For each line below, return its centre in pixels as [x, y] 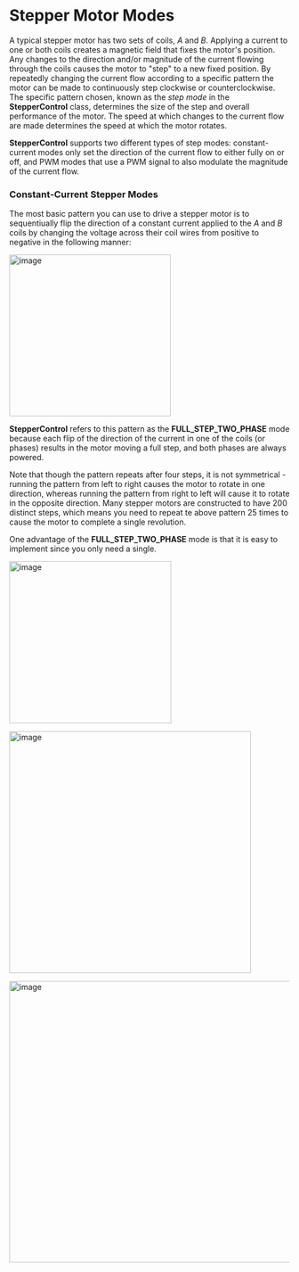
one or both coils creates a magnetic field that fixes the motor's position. [142, 49]
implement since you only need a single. [83, 549]
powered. [27, 458]
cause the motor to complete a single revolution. [98, 522]
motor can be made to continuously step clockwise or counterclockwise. [142, 87]
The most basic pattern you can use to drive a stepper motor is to [129, 214]
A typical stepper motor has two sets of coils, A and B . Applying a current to [149, 40]
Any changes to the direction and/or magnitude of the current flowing [137, 59]
